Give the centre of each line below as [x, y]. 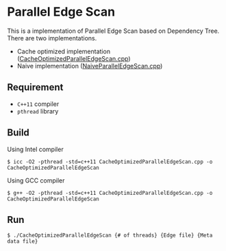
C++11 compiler [38, 104]
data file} [23, 241]
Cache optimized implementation [64, 51]
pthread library [38, 111]
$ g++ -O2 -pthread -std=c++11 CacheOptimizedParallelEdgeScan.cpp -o [110, 193]
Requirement [35, 87]
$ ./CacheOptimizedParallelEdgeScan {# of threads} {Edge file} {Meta [110, 236]
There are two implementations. [52, 38]
